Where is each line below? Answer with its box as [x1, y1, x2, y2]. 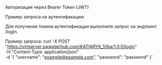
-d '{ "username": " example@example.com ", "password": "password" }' [5, 54, 153, 60]
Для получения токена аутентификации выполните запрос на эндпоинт [5, 23, 158, 29]
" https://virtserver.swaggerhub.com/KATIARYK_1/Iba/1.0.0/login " [5, 44, 137, 49]
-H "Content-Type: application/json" [5, 49, 79, 55]
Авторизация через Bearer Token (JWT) [5, 4, 89, 10]
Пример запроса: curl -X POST [5, 38, 71, 44]
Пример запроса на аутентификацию [5, 14, 84, 19]
